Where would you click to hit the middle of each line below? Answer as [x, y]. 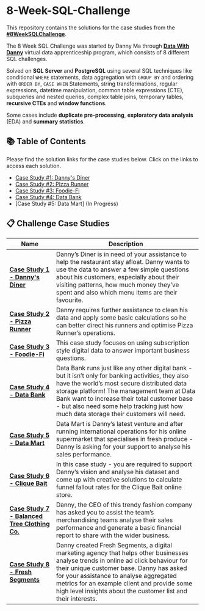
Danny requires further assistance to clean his [122, 310]
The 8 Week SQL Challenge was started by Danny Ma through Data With [98, 46]
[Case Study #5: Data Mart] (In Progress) [67, 203]
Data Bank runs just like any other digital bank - [124, 368]
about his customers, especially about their [118, 277]
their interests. [77, 598]
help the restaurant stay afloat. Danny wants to [123, 262]
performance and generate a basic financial [119, 527]
